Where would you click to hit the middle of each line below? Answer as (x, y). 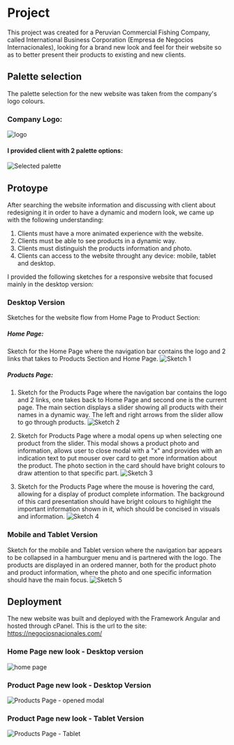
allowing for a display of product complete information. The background (121, 494)
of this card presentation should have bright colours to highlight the (114, 502)
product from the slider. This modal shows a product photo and (108, 444)
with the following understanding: (55, 220)
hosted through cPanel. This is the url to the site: (77, 626)
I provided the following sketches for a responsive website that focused (110, 277)
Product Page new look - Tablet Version (76, 718)
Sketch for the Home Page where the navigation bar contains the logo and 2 (117, 351)
